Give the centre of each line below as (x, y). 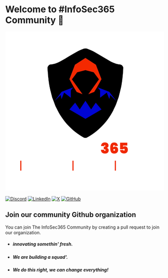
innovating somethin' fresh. (43, 244)
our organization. (23, 232)
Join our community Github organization (71, 215)
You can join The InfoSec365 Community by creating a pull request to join (82, 227)
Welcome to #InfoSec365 (60, 9)
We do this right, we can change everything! (60, 270)
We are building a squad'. (40, 257)
